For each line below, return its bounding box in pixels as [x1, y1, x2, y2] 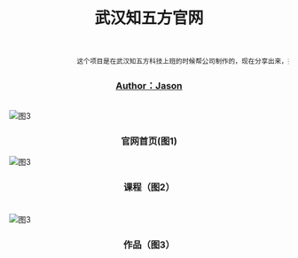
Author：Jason [114, 79, 184, 91]
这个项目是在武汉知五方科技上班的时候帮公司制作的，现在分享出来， [76, 57, 288, 66]
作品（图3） [122, 238, 176, 251]
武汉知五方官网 [94, 8, 204, 28]
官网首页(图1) [121, 135, 177, 147]
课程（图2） [122, 181, 176, 193]
